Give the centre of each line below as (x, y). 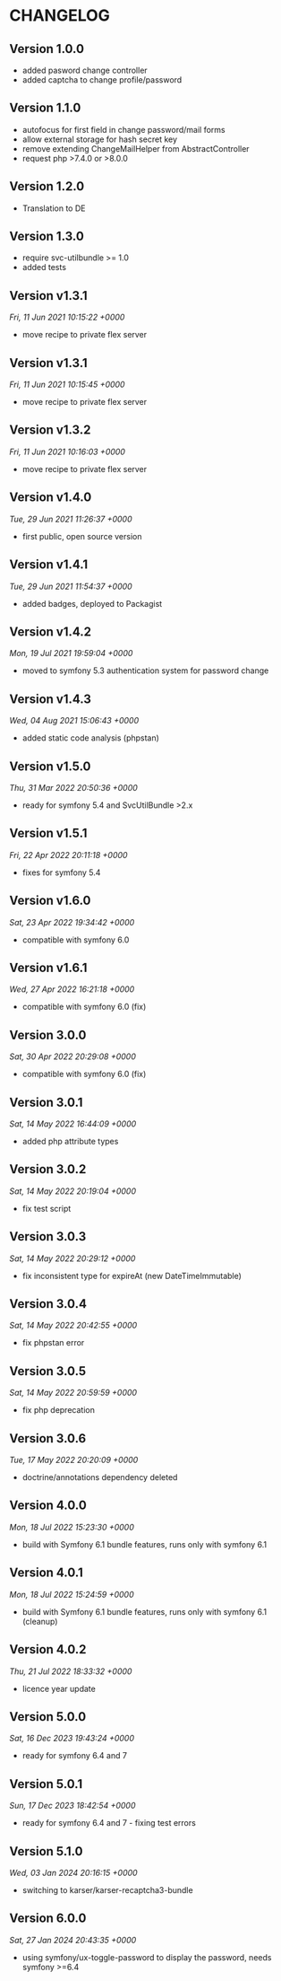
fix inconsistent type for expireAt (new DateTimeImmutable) (132, 1275)
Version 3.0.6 (48, 1438)
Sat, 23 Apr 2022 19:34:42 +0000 (72, 922)
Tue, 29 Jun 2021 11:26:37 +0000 (71, 519)
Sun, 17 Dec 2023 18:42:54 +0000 (72, 1806)
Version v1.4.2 (51, 631)
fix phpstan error (53, 1343)
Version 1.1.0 (45, 108)
